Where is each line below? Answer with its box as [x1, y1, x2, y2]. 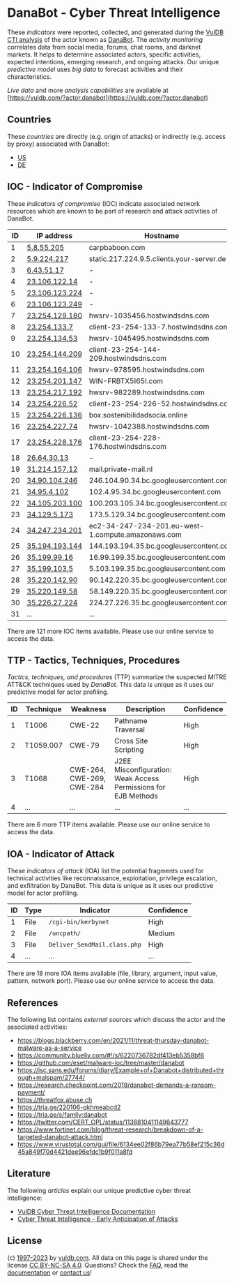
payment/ [17, 1088, 45, 1097]
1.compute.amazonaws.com [88, 529, 182, 539]
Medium [148, 928, 175, 938]
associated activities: [7, 1023, 68, 1031]
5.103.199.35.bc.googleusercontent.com [88, 563, 226, 573]
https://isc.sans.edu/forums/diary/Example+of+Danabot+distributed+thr [17, 1066, 225, 1074]
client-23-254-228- [88, 433, 162, 443]
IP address [36, 230, 73, 240]
